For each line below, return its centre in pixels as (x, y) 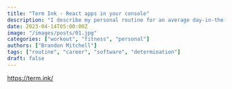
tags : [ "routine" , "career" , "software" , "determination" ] (94, 52)
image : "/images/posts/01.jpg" (52, 33)
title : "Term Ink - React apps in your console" (78, 13)
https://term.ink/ (30, 78)
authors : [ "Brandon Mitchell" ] (52, 46)
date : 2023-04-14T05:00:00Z (48, 26)
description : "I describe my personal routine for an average (98, 20)
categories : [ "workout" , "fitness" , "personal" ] (78, 39)
